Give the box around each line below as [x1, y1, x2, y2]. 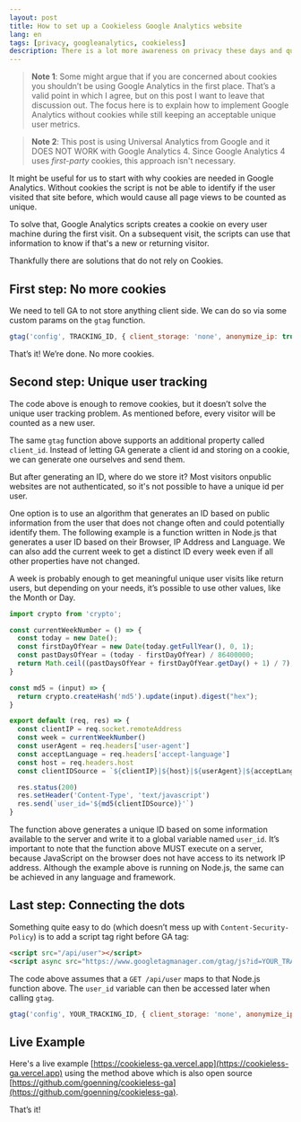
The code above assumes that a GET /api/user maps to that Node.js [9, 973, 261, 984]
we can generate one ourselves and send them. [9, 454, 185, 464]
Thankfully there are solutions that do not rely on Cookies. [9, 255, 224, 266]
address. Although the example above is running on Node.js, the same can [9, 862, 285, 872]
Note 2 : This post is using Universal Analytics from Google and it [30, 137, 271, 147]
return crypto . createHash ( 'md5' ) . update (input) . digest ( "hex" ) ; [17, 692, 258, 701]
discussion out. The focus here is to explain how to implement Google [30, 100, 289, 110]
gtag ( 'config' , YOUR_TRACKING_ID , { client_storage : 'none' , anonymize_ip [9, 1010, 295, 1019]
